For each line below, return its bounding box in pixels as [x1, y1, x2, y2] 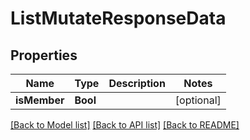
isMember [15, 93, 65, 107]
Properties [10, 47, 78, 64]
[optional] [174, 93, 222, 107]
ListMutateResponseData [10, 7, 227, 30]
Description [108, 77, 166, 90]
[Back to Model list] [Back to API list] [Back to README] [10, 119, 240, 131]
